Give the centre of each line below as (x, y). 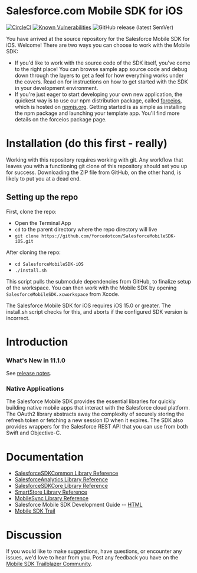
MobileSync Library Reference (52, 498)
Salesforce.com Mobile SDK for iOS (95, 11)
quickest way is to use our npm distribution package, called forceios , (98, 100)
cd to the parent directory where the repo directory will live (86, 229)
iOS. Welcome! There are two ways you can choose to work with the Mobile (98, 45)
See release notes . (29, 374)
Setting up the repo (42, 197)
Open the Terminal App (43, 223)
